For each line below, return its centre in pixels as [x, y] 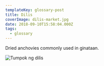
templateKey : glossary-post [35, 10]
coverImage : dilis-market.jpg [37, 19]
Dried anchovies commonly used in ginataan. [52, 48]
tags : [11, 29]
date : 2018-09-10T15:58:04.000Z [39, 24]
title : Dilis [19, 15]
